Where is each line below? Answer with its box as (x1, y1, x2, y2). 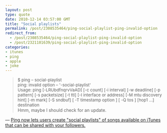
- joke (5, 63, 19, 68)
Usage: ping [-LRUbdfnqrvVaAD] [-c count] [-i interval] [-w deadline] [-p (17, 87, 161, 93)
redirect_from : (5, 31, 37, 36)
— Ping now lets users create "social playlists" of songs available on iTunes (5, 117, 161, 123)
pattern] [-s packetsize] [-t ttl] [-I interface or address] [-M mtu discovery (17, 92, 162, 98)
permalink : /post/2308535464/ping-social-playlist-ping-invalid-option (5, 26, 157, 31)
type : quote (5, 12, 30, 17)
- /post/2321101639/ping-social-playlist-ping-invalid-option (9, 40, 142, 45)
